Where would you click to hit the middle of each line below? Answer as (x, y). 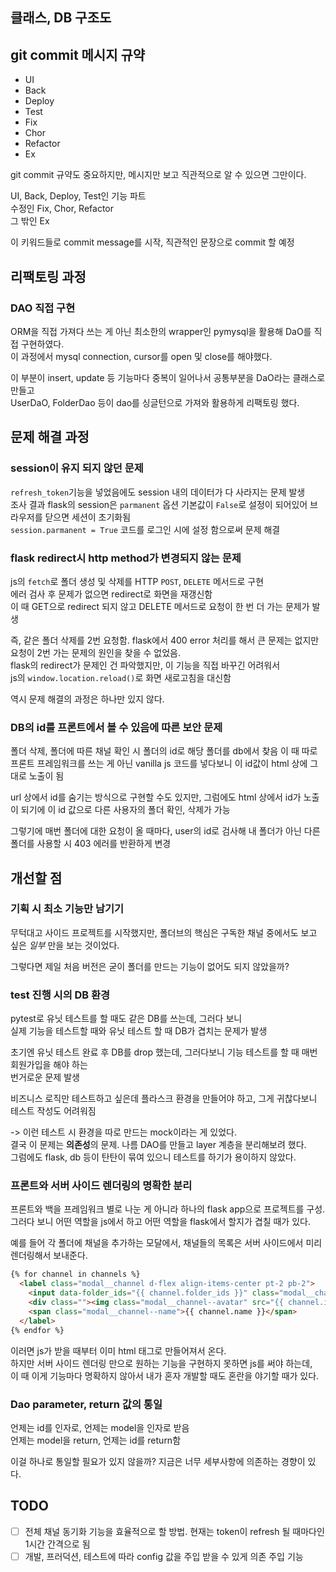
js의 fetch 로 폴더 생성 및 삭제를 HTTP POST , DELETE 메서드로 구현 (137, 581)
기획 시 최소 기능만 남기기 (67, 909)
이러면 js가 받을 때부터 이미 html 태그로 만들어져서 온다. (118, 1350)
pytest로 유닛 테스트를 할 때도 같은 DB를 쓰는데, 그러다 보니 (126, 1019)
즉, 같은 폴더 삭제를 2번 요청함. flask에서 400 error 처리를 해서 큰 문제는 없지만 (165, 640)
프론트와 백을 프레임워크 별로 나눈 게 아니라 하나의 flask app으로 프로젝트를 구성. (168, 1209)
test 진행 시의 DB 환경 (60, 995)
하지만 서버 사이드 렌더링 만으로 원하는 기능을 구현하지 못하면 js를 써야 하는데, (161, 1363)
